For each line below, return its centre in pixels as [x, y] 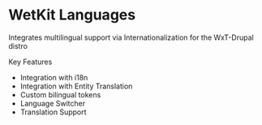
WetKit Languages [72, 15]
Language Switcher [53, 103]
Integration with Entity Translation [76, 86]
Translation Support [53, 112]
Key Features [30, 62]
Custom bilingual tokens [60, 94]
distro [18, 45]
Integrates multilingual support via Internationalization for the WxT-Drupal [131, 37]
